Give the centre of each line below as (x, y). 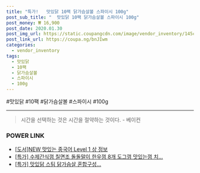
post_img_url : (24, 34)
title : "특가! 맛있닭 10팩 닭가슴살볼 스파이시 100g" (68, 12)
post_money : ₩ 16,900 (33, 23)
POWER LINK (25, 135)
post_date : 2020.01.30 (34, 28)
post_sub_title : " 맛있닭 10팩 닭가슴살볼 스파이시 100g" (73, 17)
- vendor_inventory (36, 51)
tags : (13, 56)
